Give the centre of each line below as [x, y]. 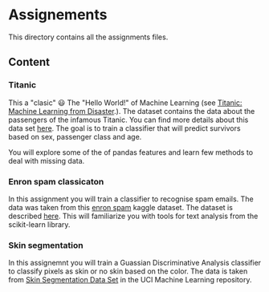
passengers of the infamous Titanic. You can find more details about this [128, 120]
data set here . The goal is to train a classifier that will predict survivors [124, 128]
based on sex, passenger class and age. [75, 136]
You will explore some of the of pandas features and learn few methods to [131, 152]
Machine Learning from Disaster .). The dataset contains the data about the [132, 111]
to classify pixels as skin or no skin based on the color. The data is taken [128, 271]
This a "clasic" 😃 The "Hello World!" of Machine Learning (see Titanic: [125, 103]
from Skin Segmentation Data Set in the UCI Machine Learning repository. [130, 280]
